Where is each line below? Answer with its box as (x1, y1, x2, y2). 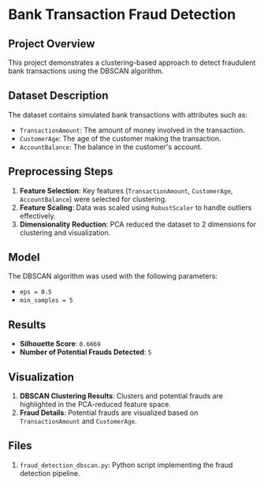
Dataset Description (8, 89, 109, 103)
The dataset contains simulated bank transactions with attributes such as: (8, 110, 248, 119)
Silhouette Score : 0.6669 (19, 339, 101, 349)
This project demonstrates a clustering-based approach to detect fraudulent (8, 58, 256, 67)
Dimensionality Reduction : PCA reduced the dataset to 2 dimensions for (19, 219, 257, 229)
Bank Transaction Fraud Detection (8, 6, 236, 24)
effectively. (19, 211, 56, 220)
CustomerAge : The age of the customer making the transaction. (19, 133, 221, 143)
